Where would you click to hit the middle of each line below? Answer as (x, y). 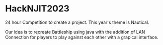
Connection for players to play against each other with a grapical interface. (82, 37)
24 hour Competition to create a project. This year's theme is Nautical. (77, 22)
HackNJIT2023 (37, 9)
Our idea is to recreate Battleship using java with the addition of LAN (75, 32)
